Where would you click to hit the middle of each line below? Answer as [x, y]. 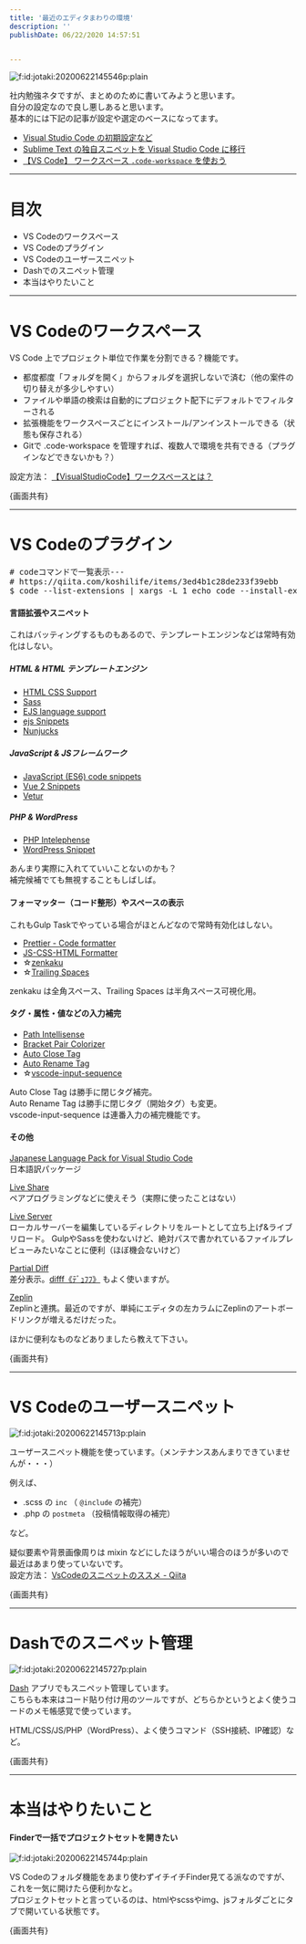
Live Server [31, 1216]
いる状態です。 [76, 1911]
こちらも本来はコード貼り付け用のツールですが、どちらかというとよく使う [149, 1699]
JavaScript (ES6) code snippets [82, 777]
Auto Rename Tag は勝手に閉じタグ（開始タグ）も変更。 [116, 1103]
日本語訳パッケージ [46, 1168]
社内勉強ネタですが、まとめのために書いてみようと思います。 [124, 96]
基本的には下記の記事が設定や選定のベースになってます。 [116, 119]
